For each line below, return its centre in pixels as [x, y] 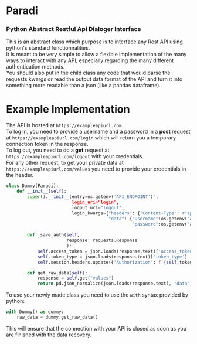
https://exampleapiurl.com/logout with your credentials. [75, 156]
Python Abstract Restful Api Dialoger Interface [74, 29]
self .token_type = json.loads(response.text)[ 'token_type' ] [112, 257]
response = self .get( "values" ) [76, 278]
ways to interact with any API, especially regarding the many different [90, 60]
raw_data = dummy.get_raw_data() [57, 318]
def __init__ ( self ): [42, 192]
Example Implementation [68, 109]
